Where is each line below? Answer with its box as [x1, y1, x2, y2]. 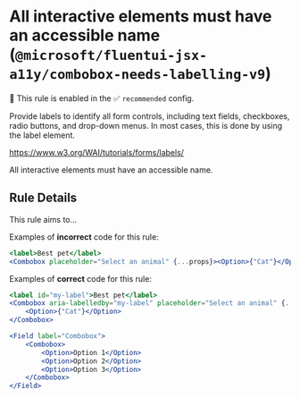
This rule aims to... [9, 214, 78, 224]
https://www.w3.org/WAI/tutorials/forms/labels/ [9, 147, 185, 157]
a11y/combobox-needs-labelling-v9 [9, 66, 266, 83]
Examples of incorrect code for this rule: [9, 231, 159, 242]
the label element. [9, 130, 76, 140]
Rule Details [9, 191, 78, 206]
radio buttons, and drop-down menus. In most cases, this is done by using [9, 120, 283, 131]
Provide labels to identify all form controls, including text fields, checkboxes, [9, 110, 290, 122]
